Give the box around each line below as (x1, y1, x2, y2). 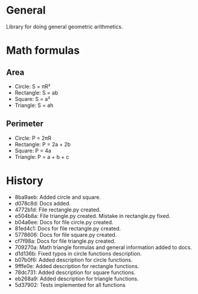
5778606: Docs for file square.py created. (14, 231, 117, 238)
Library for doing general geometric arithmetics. (6, 23, 123, 30)
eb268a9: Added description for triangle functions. (14, 275, 139, 282)
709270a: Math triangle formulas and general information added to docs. (14, 243, 192, 251)
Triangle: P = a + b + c (14, 153, 69, 160)
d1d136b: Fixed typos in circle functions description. (14, 250, 142, 257)
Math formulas (6, 44, 80, 57)
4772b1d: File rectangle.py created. (14, 206, 101, 213)
